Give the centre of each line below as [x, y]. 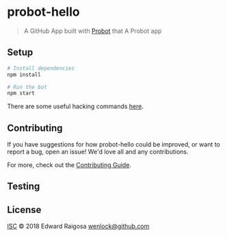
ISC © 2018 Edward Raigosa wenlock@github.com [78, 226]
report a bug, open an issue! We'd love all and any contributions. [98, 152]
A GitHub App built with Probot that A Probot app [93, 31]
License [24, 210]
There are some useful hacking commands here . [76, 106]
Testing [24, 187]
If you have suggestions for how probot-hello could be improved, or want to [114, 145]
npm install [24, 75]
